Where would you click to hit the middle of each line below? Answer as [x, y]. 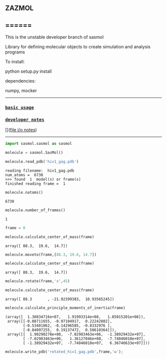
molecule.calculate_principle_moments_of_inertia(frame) [65, 308]
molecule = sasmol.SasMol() [34, 153]
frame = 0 [15, 228]
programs [15, 52]
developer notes [25, 120]
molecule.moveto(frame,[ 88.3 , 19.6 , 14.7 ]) [51, 254]
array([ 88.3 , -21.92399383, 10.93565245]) [60, 299]
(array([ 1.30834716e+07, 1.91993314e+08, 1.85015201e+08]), [75, 317]
